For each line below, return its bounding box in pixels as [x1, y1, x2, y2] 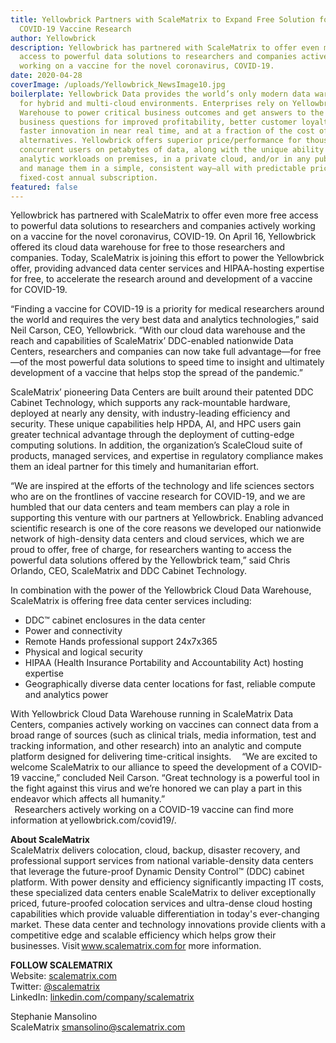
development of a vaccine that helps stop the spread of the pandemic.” [10, 367, 303, 379]
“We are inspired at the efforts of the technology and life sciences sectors [10, 480, 315, 492]
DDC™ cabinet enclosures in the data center [24, 614, 206, 626]
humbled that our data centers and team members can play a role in [10, 501, 290, 513]
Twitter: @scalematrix [10, 981, 101, 993]
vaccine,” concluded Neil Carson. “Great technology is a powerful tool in [21, 772, 320, 784]
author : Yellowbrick [10, 33, 97, 43]
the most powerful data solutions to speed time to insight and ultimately [29, 356, 325, 368]
